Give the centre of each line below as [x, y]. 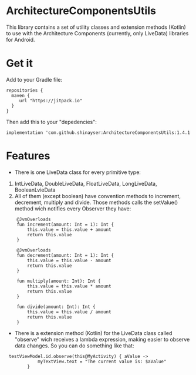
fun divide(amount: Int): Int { [56, 307]
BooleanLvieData [35, 190]
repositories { [25, 90]
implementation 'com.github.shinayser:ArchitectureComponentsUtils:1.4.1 [98, 133]
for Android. [21, 39]
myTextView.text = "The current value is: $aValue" [102, 361]
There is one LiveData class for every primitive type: [77, 172]
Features [28, 156]
